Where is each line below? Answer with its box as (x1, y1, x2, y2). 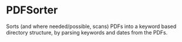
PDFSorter (6, 3, 58, 17)
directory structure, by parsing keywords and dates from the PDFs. (6, 29, 168, 36)
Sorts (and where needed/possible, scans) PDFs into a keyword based (6, 23, 177, 30)
